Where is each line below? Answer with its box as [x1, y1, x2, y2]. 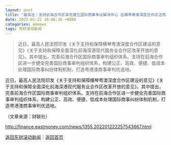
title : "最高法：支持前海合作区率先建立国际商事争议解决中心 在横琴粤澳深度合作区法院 [5, 12, 166, 17]
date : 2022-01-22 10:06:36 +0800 [5, 17, 76, 22]
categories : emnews [5, 21, 47, 27]
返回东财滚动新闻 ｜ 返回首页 [5, 134, 64, 140]
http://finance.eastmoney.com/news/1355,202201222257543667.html [5, 124, 152, 130]
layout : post [5, 7, 33, 13]
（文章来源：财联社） [5, 113, 50, 120]
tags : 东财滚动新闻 [5, 26, 42, 32]
